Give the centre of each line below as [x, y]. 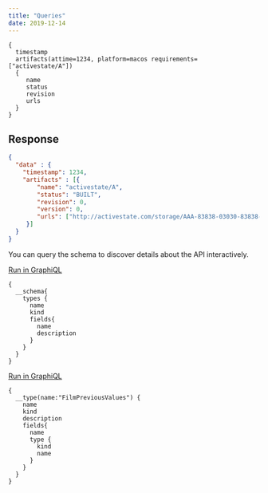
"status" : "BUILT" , [69, 195]
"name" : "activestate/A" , [80, 187]
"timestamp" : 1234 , [55, 172]
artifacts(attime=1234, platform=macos [82, 59]
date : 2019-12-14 [37, 23]
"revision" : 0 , [62, 202]
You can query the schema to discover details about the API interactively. [128, 254]
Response [34, 139]
